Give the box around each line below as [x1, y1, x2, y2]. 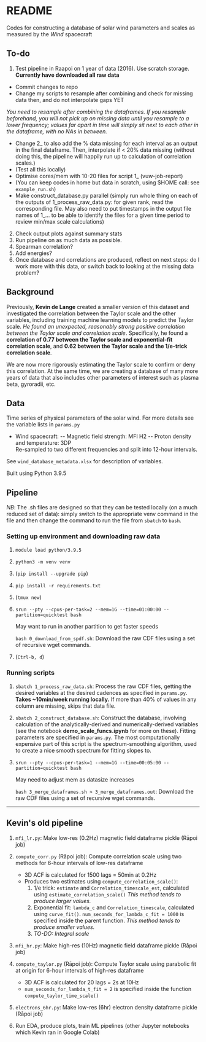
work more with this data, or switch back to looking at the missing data [15, 262, 194, 270]
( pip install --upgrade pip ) [15, 570, 88, 578]
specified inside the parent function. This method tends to [33, 917, 180, 924]
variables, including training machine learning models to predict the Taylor [6, 316, 194, 323]
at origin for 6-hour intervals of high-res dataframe [15, 966, 144, 974]
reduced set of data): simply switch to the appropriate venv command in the [6, 511, 198, 518]
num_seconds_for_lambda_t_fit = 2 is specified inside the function [24, 985, 192, 992]
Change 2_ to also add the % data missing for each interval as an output [15, 139, 198, 147]
